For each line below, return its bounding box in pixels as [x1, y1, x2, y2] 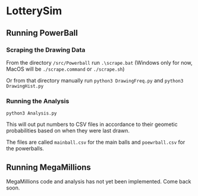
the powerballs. [6, 145, 45, 152]
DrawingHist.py [6, 83, 44, 89]
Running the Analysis [6, 97, 70, 105]
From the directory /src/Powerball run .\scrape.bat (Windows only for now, [6, 59, 193, 66]
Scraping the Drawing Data [6, 46, 86, 54]
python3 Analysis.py [6, 110, 58, 116]
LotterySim [6, 4, 62, 18]
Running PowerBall [6, 28, 78, 38]
